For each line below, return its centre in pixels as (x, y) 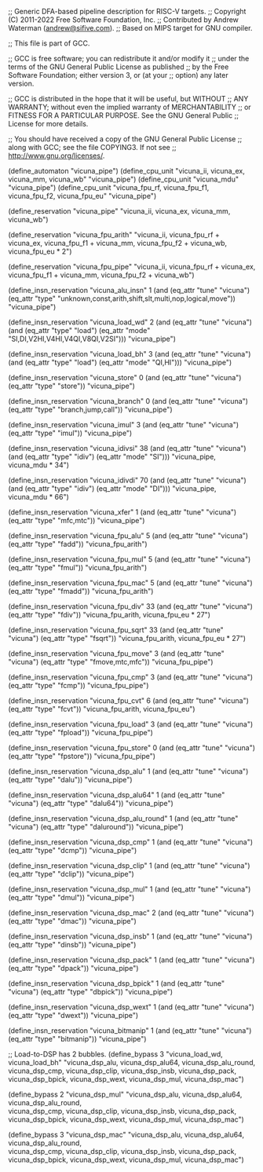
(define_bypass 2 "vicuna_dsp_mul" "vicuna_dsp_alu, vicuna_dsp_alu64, (125, 1094)
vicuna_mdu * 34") (38, 465)
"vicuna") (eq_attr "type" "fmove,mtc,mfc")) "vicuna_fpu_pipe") (111, 662)
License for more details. (48, 124)
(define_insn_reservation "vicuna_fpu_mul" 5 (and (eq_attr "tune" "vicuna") (130, 559)
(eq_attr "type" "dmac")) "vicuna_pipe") (73, 921)
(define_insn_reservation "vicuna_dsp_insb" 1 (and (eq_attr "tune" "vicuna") (130, 936)
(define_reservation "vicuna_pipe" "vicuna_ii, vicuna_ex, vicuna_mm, (119, 211)
